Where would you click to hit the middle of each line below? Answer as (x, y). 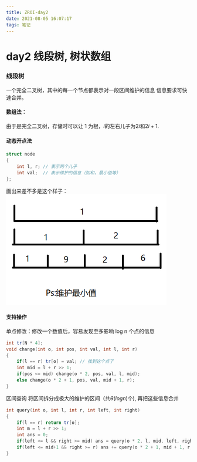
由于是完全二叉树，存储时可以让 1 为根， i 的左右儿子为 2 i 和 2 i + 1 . (83, 126)
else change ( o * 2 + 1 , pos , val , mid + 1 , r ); (76, 380)
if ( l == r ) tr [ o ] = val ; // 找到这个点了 (65, 362)
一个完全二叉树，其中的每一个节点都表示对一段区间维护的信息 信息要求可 (94, 90)
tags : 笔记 (18, 25)
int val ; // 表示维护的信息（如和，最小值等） (69, 173)
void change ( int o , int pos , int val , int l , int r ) (72, 349)
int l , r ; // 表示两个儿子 (47, 167)
